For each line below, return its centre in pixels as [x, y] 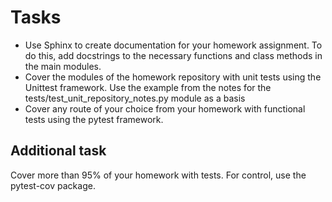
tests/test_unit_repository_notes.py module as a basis [135, 98]
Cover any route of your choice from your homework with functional [165, 108]
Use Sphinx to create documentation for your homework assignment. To [173, 45]
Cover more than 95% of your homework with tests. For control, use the [158, 175]
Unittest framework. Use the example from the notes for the [148, 87]
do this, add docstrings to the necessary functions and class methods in [173, 55]
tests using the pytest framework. [94, 119]
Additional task [58, 151]
